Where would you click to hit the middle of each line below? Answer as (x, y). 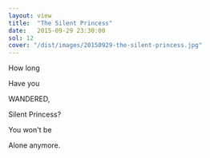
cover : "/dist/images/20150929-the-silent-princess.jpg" (105, 45)
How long (24, 68)
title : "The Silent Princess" (61, 23)
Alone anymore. (34, 145)
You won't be (30, 130)
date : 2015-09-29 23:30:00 (57, 30)
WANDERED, (29, 99)
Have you (24, 84)
